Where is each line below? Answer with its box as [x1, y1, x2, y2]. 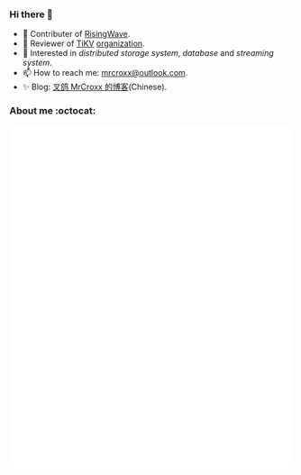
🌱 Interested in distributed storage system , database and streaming [22, 48, 275, 59]
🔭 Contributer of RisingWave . [22, 29, 131, 40]
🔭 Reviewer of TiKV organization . [22, 38, 146, 49]
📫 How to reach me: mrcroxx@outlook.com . [22, 68, 188, 78]
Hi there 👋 [9, 8, 54, 21]
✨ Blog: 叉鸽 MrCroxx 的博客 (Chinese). [22, 81, 168, 93]
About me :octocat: [9, 105, 96, 117]
